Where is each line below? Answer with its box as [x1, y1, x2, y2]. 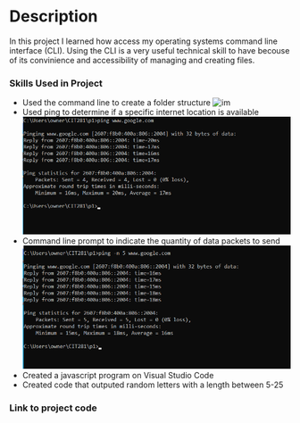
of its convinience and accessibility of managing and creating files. [9, 54, 255, 65]
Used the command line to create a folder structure [21, 97, 212, 108]
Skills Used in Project [9, 77, 103, 89]
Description [9, 6, 98, 27]
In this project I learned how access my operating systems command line [9, 36, 279, 46]
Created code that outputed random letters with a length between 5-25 [21, 379, 284, 390]
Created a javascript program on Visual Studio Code [21, 369, 214, 380]
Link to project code [9, 402, 97, 414]
